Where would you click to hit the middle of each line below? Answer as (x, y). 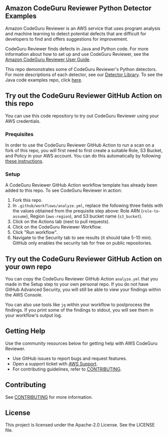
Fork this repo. (27, 200)
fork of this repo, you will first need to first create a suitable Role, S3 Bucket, (84, 150)
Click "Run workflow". (35, 232)
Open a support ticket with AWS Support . (55, 363)
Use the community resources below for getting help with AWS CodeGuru (81, 343)
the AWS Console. (24, 295)
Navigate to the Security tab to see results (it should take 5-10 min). (82, 238)
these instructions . (24, 161)
